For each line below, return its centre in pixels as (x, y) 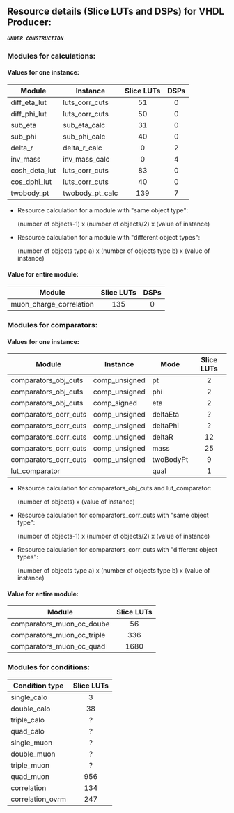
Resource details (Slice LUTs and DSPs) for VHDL (116, 11)
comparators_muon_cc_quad (58, 646)
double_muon (33, 754)
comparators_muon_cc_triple (58, 635)
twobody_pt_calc (90, 193)
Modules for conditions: (49, 667)
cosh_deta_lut (33, 170)
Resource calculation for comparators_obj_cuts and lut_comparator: (114, 488)
